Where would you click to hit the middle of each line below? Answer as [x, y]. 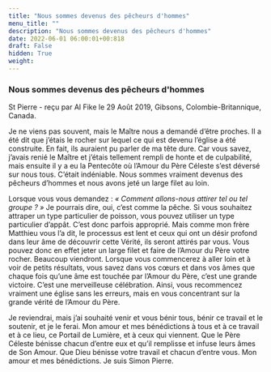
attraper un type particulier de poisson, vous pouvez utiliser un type [121, 216]
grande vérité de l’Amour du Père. [64, 302]
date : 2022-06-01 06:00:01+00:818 [67, 38]
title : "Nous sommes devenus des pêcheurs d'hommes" [99, 16]
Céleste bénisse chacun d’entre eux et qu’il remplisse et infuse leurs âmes [132, 344]
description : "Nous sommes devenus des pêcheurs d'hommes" [110, 31]
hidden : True [30, 53]
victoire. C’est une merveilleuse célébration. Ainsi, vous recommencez [125, 285]
